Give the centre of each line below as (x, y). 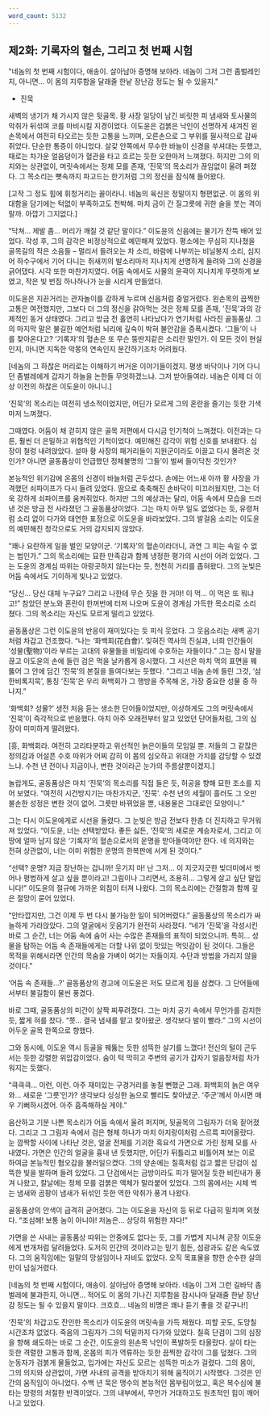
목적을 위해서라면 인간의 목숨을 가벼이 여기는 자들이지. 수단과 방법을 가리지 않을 (133, 956)
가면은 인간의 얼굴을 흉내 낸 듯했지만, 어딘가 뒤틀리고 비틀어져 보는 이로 (143, 1153)
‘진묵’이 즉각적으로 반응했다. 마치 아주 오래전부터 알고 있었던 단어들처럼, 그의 (128, 719)
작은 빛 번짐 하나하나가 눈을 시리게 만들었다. (94, 281)
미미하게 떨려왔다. (51, 728)
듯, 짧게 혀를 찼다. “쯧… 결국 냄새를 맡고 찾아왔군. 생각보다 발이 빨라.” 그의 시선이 (135, 1020)
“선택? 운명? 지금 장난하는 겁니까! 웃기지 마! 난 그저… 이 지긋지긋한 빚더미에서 (130, 868)
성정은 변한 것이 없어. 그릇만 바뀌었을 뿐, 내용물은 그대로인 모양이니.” (137, 804)
